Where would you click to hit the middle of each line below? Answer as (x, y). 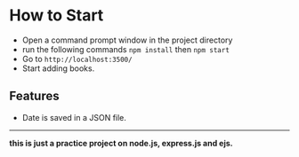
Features (34, 96)
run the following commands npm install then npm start (125, 49)
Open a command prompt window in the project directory (127, 40)
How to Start (57, 16)
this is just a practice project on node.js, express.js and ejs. (121, 143)
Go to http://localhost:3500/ (77, 59)
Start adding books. (58, 68)
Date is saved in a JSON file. (74, 117)
